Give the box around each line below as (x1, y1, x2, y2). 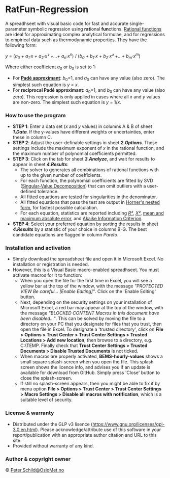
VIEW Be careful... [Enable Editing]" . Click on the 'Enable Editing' (20, 288, 156, 295)
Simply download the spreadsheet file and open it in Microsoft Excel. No (12, 256, 164, 262)
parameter (5, 25, 27, 32)
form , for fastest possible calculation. (20, 205, 98, 211)
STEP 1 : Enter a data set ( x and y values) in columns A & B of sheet (12, 123, 152, 129)
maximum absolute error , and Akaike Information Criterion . (20, 216, 143, 222)
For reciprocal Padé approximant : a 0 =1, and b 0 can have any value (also (12, 87, 165, 94)
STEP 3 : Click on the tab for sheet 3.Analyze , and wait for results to (12, 156, 155, 162)
